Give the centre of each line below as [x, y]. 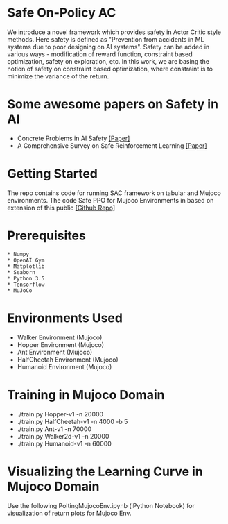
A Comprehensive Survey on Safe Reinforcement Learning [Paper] [112, 145]
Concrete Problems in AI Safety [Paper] [73, 138]
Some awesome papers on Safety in [113, 104]
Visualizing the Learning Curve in [105, 472]
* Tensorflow [26, 285]
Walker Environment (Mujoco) [60, 337]
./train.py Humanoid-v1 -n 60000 [64, 443]
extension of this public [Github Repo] [61, 208]
